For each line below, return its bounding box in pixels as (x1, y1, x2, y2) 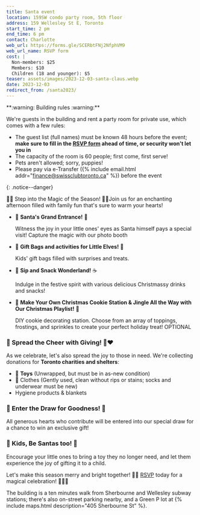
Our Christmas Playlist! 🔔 (14, 305, 80, 312)
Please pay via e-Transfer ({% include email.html (14, 165, 137, 172)
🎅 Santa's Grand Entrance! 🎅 (14, 213, 88, 220)
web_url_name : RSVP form (6, 48, 69, 54)
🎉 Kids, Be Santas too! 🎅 (6, 439, 78, 448)
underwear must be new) (14, 383, 78, 390)
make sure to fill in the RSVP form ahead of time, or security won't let (14, 140, 192, 147)
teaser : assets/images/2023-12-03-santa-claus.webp (6, 76, 139, 82)
